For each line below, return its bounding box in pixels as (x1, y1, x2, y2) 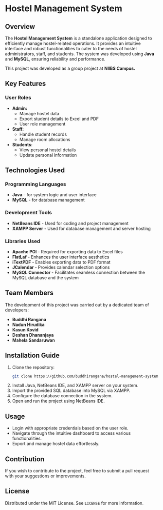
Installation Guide (5, 351, 60, 360)
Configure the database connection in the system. (12, 393, 113, 399)
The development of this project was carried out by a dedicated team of (5, 302, 149, 307)
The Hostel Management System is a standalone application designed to (5, 35, 152, 41)
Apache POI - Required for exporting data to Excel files (12, 248, 123, 254)
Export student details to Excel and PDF (19, 116, 99, 122)
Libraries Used (5, 238, 40, 245)
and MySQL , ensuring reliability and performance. (5, 56, 106, 61)
